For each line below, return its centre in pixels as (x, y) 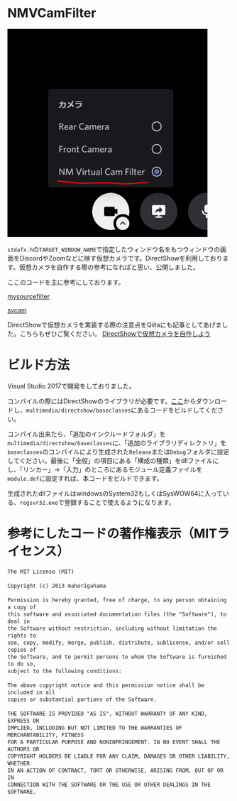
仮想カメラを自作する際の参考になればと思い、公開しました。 (109, 267)
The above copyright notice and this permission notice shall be (106, 685)
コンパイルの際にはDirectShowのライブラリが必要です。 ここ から (102, 401)
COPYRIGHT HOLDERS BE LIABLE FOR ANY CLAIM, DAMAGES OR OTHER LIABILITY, (119, 756)
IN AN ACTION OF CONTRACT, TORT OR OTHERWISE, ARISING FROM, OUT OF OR (115, 770)
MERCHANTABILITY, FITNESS (45, 735)
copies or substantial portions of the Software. (82, 699)
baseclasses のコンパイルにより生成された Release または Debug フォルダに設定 (118, 452)
